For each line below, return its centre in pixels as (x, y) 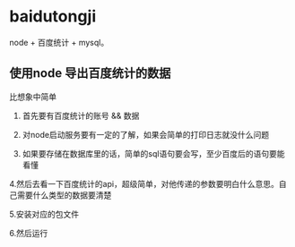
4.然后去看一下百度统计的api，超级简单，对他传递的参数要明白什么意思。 (144, 183)
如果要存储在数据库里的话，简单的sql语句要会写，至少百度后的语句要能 (153, 153)
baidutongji (53, 17)
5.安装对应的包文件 (44, 214)
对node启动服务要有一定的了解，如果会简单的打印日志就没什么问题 (146, 134)
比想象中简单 (33, 97)
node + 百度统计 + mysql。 (59, 42)
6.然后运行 (29, 233)
